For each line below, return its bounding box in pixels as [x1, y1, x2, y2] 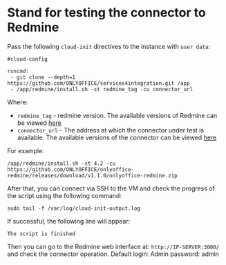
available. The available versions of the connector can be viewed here [17, 133, 217, 141]
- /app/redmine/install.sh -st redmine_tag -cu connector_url [10, 86, 194, 92]
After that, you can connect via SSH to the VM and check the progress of [7, 184, 216, 193]
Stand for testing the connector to [7, 5, 206, 21]
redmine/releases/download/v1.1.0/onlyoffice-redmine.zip [7, 172, 178, 179]
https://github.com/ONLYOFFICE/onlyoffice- [7, 166, 135, 173]
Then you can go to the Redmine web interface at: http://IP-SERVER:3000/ [7, 242, 220, 251]
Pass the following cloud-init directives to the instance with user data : [7, 42, 211, 50]
